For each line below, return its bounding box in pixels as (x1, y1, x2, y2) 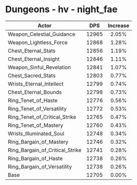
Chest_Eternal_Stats (8, 47, 56, 54)
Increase (108, 22, 129, 29)
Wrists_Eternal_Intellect (8, 80, 64, 87)
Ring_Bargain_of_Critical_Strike (8, 146, 82, 153)
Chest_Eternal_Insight (8, 55, 60, 62)
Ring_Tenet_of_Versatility (8, 105, 67, 112)
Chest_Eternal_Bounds (8, 88, 62, 95)
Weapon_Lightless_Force (8, 39, 68, 46)
